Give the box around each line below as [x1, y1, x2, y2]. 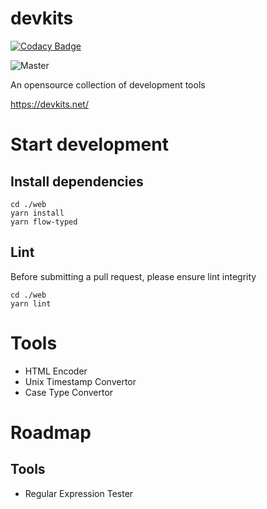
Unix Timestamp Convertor [24, 375, 137, 387]
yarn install [10, 208, 65, 218]
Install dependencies [10, 173, 144, 190]
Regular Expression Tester [24, 487, 134, 499]
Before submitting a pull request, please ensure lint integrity [10, 270, 257, 282]
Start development [10, 133, 169, 156]
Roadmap [10, 421, 92, 444]
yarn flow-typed [10, 217, 78, 227]
